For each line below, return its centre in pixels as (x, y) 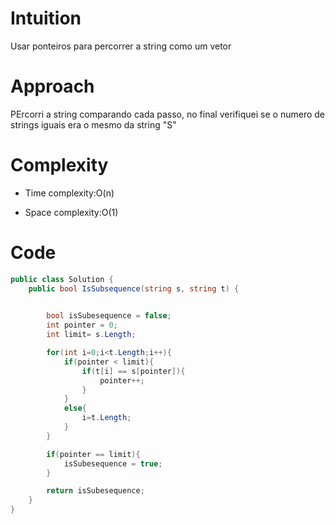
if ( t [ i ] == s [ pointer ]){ (133, 371)
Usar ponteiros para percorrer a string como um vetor (121, 46)
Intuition (46, 18)
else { (75, 408)
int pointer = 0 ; (82, 325)
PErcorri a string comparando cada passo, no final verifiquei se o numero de (167, 114)
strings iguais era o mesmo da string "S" (93, 124)
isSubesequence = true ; (113, 463)
